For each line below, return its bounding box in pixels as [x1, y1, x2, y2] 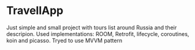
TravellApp [6, 4, 64, 18]
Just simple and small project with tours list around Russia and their [6, 24, 177, 31]
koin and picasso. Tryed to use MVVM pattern [6, 37, 123, 44]
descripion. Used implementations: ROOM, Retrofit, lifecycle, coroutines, [6, 30, 189, 37]
